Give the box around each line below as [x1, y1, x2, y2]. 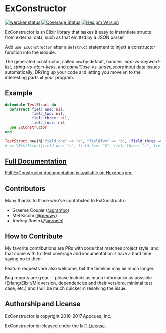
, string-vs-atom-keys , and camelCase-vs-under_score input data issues [10, 64, 160, 70]
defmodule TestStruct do [5, 102, 56, 107]
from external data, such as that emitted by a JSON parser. [5, 34, 125, 40]
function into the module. [5, 49, 56, 55]
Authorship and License [5, 300, 81, 308]
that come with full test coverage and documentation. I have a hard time [5, 251, 152, 257]
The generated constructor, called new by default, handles [5, 58, 123, 64]
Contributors [5, 184, 46, 193]
